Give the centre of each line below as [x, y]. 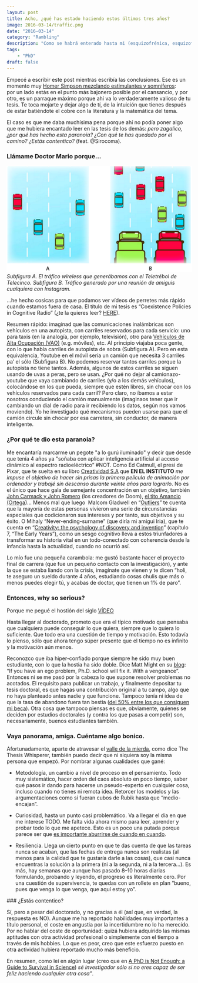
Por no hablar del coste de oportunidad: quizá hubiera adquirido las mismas [98, 931]
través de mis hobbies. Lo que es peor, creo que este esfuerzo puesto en [95, 944]
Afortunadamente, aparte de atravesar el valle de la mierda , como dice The [98, 749]
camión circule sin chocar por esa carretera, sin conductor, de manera [92, 418]
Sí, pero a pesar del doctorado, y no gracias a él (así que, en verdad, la [92, 912]
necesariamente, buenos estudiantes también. [63, 721]
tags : [13, 50]
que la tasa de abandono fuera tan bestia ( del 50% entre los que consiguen [98, 702]
